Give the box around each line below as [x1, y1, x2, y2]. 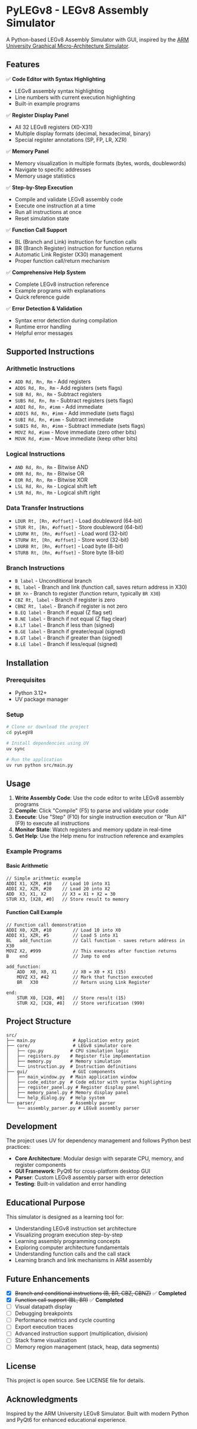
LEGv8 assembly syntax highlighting [14, 87, 104, 94]
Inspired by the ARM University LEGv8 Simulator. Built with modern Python [6, 1410, 189, 1417]
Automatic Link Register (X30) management [14, 251, 123, 258]
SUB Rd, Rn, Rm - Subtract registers [14, 391, 102, 398]
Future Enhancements [6, 1273, 90, 1284]
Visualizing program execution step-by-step [14, 1231, 123, 1238]
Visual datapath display [14, 1303, 73, 1310]
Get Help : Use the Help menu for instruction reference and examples [14, 832, 184, 840]
